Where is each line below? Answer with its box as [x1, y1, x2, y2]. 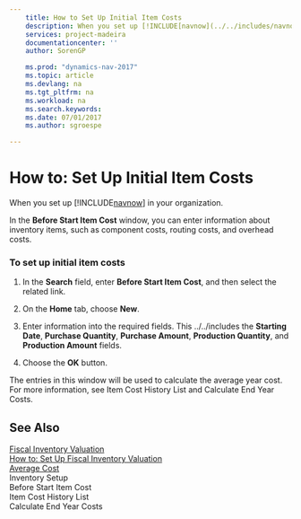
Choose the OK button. [21, 357, 107, 368]
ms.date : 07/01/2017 [25, 113, 102, 122]
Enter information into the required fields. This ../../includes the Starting [21, 321, 287, 332]
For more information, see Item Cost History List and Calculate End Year [9, 384, 275, 395]
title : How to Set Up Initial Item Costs [25, 13, 182, 22]
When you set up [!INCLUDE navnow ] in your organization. [9, 198, 224, 208]
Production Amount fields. [21, 340, 123, 351]
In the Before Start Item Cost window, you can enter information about [9, 215, 271, 225]
